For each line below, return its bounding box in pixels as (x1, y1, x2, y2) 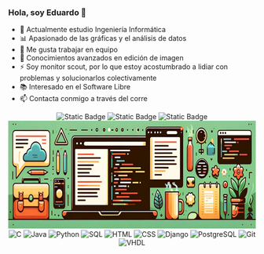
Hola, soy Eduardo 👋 (8, 7, 86, 18)
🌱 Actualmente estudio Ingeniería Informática (19, 25, 167, 34)
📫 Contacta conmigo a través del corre (19, 94, 148, 103)
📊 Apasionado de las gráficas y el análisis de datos (19, 34, 187, 43)
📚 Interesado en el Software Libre (19, 82, 131, 92)
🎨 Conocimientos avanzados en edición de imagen (19, 53, 185, 63)
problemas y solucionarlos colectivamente (19, 74, 157, 83)
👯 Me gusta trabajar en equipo (19, 45, 118, 54)
